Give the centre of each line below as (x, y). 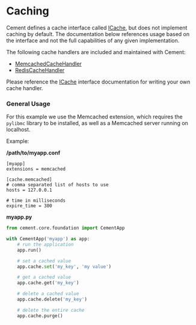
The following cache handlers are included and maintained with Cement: (96, 52)
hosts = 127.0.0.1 (29, 190)
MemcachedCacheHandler (48, 64)
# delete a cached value (48, 294)
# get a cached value (44, 278)
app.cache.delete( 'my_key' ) (52, 299)
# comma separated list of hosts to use (58, 185)
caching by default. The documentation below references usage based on (98, 34)
